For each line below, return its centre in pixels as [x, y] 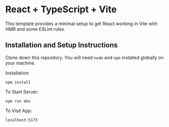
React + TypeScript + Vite [61, 9]
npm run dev [18, 101]
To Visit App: [19, 111]
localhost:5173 [22, 120]
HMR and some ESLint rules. [35, 29]
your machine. [20, 63]
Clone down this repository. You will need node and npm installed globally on [84, 57]
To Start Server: [22, 92]
